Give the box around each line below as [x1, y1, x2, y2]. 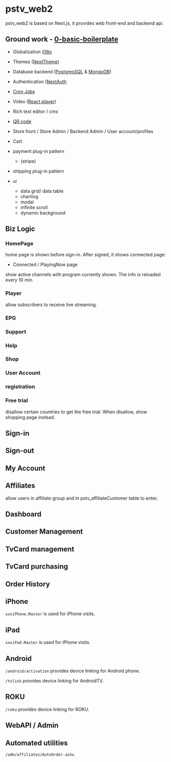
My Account [5, 464, 46, 472]
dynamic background [20, 209, 66, 216]
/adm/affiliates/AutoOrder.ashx [5, 752, 74, 757]
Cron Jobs [12, 88, 35, 94]
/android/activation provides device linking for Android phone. [5, 668, 140, 674]
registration [5, 383, 35, 390]
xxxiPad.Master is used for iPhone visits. [5, 639, 91, 645]
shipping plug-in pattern [12, 168, 64, 174]
